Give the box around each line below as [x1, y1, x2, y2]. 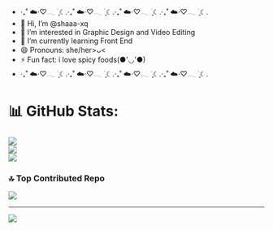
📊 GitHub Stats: [8, 102, 119, 120]
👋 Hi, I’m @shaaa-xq [19, 19, 89, 28]
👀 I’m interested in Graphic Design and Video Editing [19, 28, 196, 37]
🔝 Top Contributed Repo [8, 172, 106, 184]
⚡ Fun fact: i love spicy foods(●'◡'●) [19, 54, 146, 64]
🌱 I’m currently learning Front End [19, 36, 133, 46]
